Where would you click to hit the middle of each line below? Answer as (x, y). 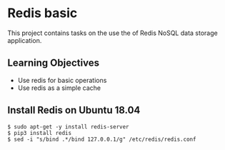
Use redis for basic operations (62, 80)
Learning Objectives (54, 63)
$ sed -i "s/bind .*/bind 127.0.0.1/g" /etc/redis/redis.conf (102, 139)
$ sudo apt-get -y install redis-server (69, 126)
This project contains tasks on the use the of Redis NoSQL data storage (112, 33)
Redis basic (42, 13)
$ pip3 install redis (40, 133)
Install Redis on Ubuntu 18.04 (74, 110)
